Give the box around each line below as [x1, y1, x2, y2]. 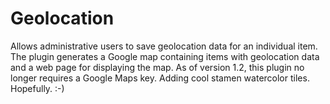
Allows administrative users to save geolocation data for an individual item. [10, 40, 318, 52]
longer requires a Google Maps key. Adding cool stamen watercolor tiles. [10, 72, 310, 84]
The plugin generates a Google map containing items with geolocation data [10, 50, 320, 62]
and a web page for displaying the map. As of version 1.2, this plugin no [10, 61, 305, 73]
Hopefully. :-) [10, 82, 65, 94]
